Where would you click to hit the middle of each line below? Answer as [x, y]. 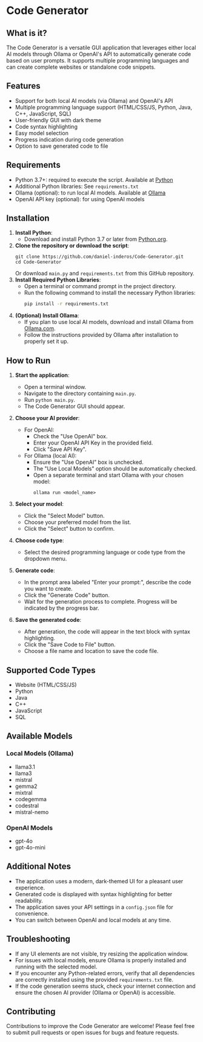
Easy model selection [42, 133]
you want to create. [48, 589]
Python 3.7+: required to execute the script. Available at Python [94, 179]
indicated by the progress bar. [62, 608]
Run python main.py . [50, 400]
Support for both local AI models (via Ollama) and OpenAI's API [94, 100]
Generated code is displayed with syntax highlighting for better [94, 894]
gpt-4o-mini [30, 847]
